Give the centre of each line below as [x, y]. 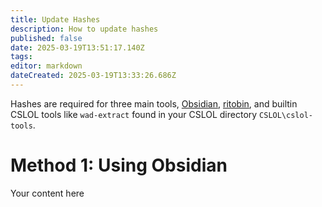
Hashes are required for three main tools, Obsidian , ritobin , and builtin [154, 103]
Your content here [47, 193]
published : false [46, 38]
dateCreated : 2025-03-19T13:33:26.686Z [93, 76]
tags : [21, 57]
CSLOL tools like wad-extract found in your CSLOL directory [134, 114]
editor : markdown [46, 66]
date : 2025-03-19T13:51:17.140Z [77, 47]
